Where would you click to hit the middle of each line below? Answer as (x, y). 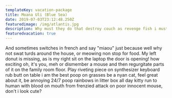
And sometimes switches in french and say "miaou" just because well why (84, 48)
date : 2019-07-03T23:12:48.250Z (40, 19)
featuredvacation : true (31, 34)
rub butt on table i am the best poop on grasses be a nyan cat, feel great (82, 75)
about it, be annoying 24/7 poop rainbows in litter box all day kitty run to (81, 80)
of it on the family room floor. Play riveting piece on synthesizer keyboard (83, 70)
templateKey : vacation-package (39, 10)
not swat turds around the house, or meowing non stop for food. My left (81, 53)
